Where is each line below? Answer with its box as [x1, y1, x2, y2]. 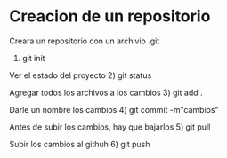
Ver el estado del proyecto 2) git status [9, 69, 152, 81]
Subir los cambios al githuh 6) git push [9, 138, 150, 149]
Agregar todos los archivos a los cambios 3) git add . [9, 87, 203, 98]
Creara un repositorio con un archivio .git [9, 36, 160, 46]
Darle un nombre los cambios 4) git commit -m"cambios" [9, 104, 220, 115]
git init [21, 52, 45, 63]
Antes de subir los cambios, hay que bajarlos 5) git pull [9, 122, 211, 132]
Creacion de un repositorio [9, 6, 211, 27]
